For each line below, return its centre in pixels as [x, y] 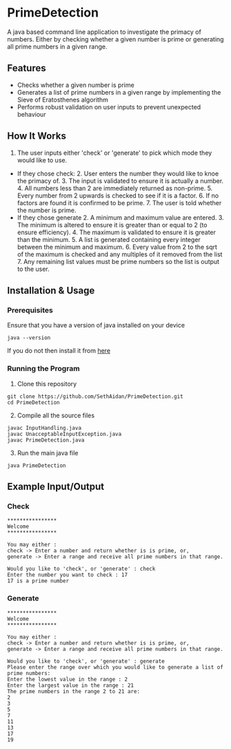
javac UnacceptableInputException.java [64, 434]
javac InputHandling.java [44, 428]
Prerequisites [30, 310]
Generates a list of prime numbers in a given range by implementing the [119, 92]
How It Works [37, 136]
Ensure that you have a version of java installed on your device [96, 325]
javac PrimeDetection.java [46, 440]
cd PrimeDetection [33, 402]
